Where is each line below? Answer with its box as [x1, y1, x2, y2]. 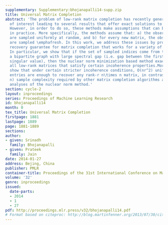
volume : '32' [5, 175, 32, 180]
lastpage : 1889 [5, 119, 37, 124]
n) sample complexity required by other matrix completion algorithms [9, 77, 160, 82]
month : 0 [5, 105, 23, 110]
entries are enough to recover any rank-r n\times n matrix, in [9, 73, 146, 78]
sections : [5, 128, 26, 133]
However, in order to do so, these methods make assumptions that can [9, 26, 160, 31]
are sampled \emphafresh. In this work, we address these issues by [9, 40, 155, 45]
